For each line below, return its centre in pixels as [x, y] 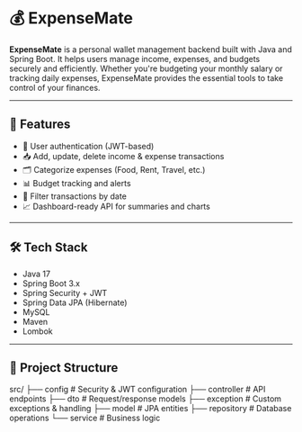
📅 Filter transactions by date [75, 196]
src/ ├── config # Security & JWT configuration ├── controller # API [138, 390]
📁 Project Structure [64, 368]
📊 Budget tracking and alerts [77, 183]
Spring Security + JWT [65, 292]
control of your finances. [55, 87]
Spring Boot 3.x [51, 283]
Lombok [38, 331]
